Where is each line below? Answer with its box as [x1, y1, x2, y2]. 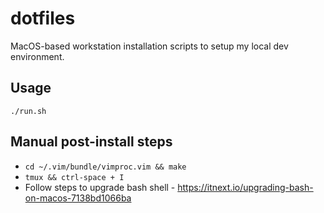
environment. [10, 50, 65, 62]
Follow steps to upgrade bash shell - [24, 181, 176, 193]
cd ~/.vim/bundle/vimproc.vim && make [24, 162, 187, 172]
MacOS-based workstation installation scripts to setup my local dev [10, 40, 289, 52]
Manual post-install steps [10, 133, 173, 151]
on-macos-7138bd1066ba [24, 192, 132, 204]
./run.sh [10, 106, 47, 116]
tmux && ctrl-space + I [24, 172, 125, 182]
